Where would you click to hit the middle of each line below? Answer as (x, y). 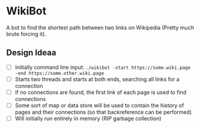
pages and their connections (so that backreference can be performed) (103, 112)
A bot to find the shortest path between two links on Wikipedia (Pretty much (100, 28)
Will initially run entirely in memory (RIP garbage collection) (88, 118)
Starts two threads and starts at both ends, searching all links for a (97, 79)
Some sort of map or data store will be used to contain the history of (99, 105)
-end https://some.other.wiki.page (59, 73)
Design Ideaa (31, 53)
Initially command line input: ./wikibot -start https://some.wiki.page (103, 67)
